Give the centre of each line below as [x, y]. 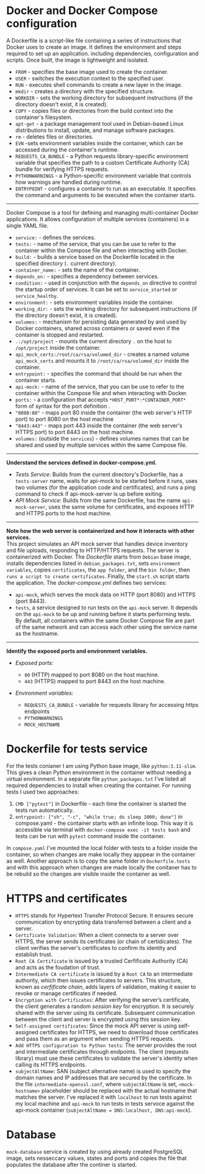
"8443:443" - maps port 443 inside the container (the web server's [99, 426]
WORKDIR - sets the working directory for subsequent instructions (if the [104, 98]
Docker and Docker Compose [82, 11]
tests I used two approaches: [43, 792]
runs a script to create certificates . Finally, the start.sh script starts [98, 576]
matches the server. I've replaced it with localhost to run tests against [103, 1097]
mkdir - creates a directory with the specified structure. [85, 91]
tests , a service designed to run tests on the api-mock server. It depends [106, 607]
